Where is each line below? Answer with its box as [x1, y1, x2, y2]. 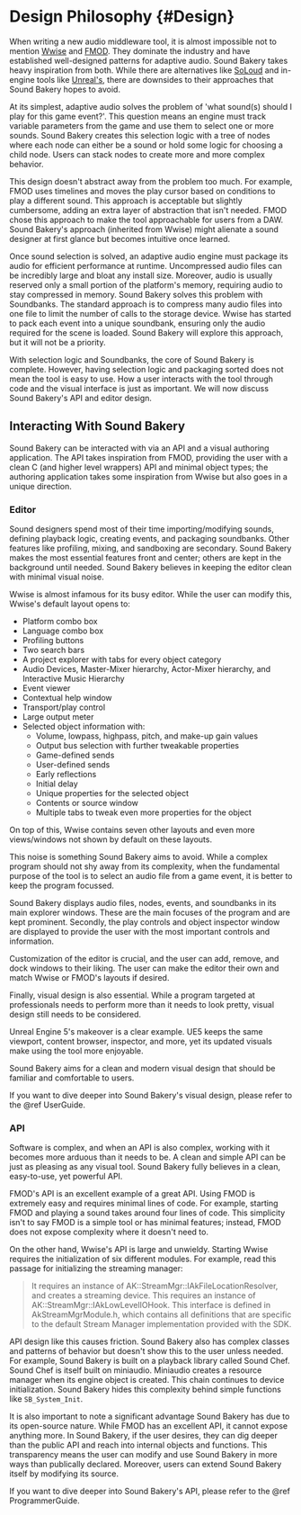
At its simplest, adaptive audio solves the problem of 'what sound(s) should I [9, 101, 293, 112]
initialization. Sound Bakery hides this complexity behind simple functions [9, 1384, 281, 1395]
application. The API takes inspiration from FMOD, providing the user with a [9, 452, 288, 462]
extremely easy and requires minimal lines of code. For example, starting [9, 1198, 279, 1209]
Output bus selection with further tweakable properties [35, 740, 240, 751]
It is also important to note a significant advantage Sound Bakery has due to [9, 1411, 290, 1422]
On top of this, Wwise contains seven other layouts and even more [9, 825, 255, 836]
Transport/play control [22, 702, 106, 713]
